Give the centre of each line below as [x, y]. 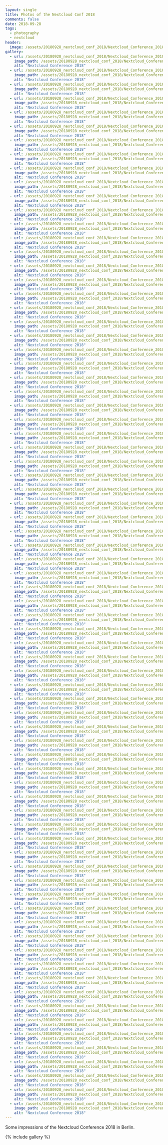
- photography [24, 33]
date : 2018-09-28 [23, 24]
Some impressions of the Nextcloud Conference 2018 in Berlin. [70, 1127]
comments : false [22, 19]
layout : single [21, 10]
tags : [11, 29]
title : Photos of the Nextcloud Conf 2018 [50, 15]
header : [13, 43]
